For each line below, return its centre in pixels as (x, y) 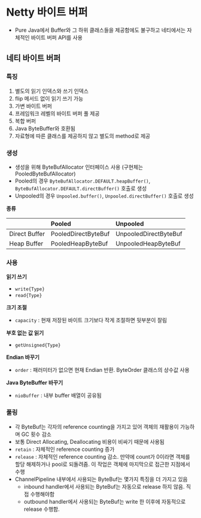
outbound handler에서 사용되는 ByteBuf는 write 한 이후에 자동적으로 (105, 501)
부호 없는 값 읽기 (25, 333)
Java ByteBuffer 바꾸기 (35, 383)
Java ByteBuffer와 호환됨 (45, 128)
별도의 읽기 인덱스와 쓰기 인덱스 (51, 91)
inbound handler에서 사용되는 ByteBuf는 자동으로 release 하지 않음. (104, 486)
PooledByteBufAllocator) (45, 174)
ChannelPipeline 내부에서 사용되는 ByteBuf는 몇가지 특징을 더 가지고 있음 (101, 479)
